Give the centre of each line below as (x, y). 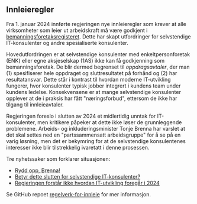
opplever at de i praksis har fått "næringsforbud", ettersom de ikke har (92, 98)
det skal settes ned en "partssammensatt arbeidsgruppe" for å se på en (93, 135)
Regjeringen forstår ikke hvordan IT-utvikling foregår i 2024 (87, 183)
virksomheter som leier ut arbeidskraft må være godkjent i (77, 30)
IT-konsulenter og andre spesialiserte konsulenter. (67, 43)
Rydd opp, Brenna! (37, 170)
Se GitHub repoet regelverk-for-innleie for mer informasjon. (78, 194)
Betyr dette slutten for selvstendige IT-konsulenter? (77, 176)
